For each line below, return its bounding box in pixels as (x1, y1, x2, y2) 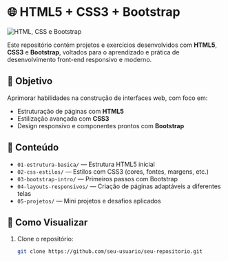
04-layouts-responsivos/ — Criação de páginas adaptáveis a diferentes (17, 182, 222, 190)
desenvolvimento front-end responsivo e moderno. (7, 55, 152, 63)
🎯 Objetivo (7, 75, 53, 87)
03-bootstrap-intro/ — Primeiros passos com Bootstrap (17, 174, 178, 183)
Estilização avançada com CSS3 (17, 114, 110, 123)
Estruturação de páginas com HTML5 (17, 107, 124, 115)
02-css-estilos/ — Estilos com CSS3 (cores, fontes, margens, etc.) (17, 167, 209, 176)
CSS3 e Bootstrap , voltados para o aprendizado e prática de (7, 48, 180, 56)
